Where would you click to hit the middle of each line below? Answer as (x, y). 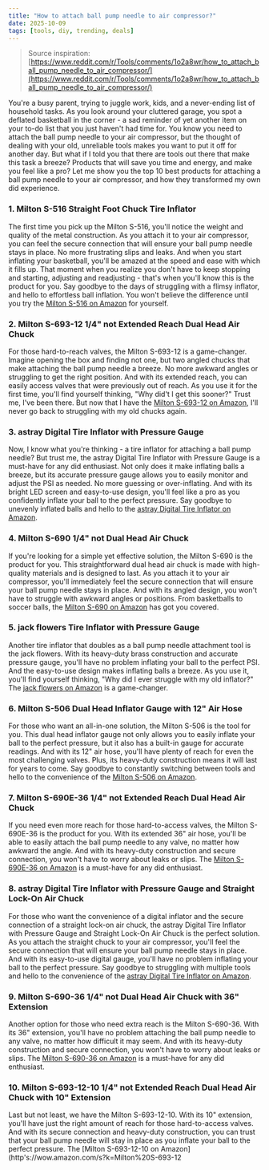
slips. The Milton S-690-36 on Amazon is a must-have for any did (116, 1059)
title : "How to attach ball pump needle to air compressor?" (112, 16)
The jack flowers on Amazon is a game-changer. (88, 687)
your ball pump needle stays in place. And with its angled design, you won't (133, 589)
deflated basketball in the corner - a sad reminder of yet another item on (128, 120)
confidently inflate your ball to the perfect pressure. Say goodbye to (120, 500)
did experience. (34, 188)
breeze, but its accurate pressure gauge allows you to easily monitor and (128, 475)
